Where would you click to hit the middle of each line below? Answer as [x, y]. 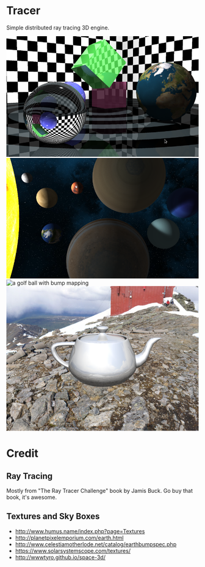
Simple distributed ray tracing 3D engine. [58, 28]
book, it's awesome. [31, 497]
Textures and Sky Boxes [53, 516]
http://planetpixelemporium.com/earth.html [69, 538]
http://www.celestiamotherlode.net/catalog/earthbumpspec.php [96, 544]
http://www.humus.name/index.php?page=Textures [80, 531]
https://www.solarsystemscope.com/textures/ [73, 550]
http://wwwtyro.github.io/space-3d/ [60, 557]
